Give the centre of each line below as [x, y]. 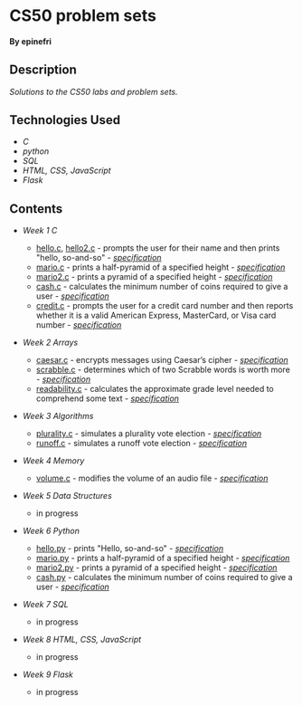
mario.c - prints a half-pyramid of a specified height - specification [160, 267]
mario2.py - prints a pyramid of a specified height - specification [156, 568]
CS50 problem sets [83, 16]
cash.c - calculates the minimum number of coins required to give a [162, 287]
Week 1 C [40, 231]
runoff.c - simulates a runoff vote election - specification [141, 444]
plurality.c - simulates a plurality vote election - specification [149, 434]
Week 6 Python [51, 531]
